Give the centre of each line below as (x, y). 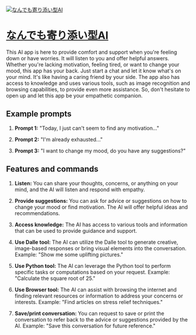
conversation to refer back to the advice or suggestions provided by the (101, 319)
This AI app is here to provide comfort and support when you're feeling (92, 52)
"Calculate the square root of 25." (55, 278)
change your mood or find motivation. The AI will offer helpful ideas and (101, 207)
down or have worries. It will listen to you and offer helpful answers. (88, 58)
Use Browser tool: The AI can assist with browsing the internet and (95, 289)
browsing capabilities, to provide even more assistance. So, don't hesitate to (98, 89)
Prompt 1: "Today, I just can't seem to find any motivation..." (87, 128)
